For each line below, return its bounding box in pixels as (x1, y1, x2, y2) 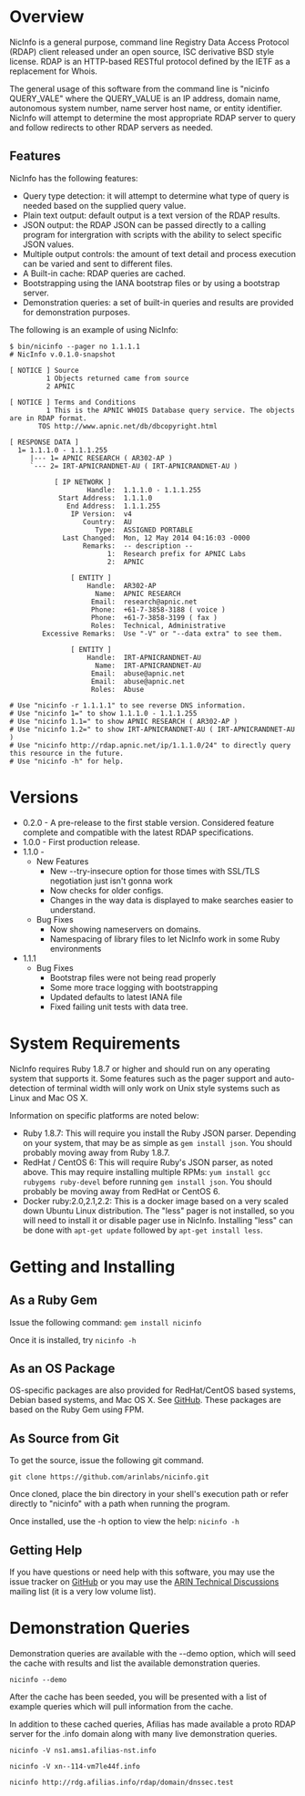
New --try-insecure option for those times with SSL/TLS (49, 865, 260, 876)
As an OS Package (9, 1361, 116, 1377)
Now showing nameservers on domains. (49, 924, 201, 934)
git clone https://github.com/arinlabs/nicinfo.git (9, 1472, 209, 1482)
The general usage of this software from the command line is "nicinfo (9, 83, 270, 94)
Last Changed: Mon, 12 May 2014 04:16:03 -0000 (62, 533, 250, 542)
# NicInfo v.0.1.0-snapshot (9, 349, 117, 359)
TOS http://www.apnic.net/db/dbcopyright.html (37, 421, 219, 430)
